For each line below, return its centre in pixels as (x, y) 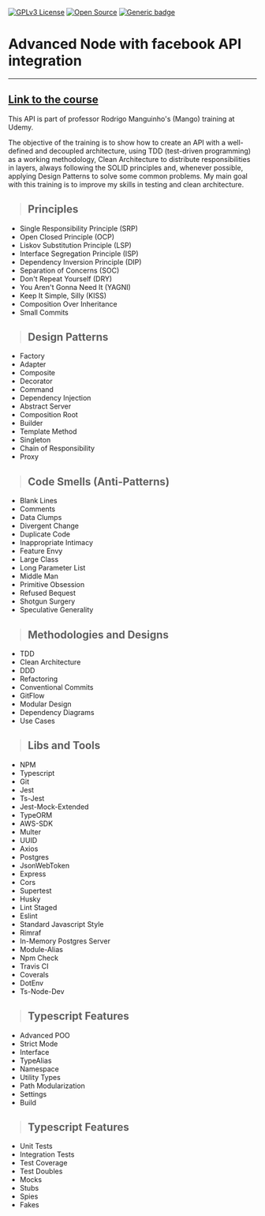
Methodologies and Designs (98, 635)
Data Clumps (41, 518)
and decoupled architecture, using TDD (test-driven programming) (143, 151)
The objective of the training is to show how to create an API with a (117, 142)
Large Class (39, 559)
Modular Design (46, 704)
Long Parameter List (52, 568)
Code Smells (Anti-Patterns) (98, 482)
